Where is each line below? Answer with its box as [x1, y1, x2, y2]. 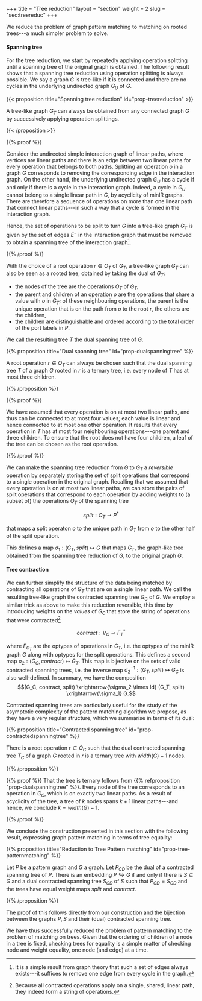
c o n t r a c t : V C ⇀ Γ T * [76, 628, 126, 638]
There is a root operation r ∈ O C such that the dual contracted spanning [6, 744, 185, 753]
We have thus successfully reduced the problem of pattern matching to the [6, 927, 192, 934]
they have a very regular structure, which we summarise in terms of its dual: [6, 715, 195, 722]
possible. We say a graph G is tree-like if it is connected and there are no [6, 76, 187, 83]
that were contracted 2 [6, 615, 61, 624]
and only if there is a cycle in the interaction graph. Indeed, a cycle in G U [6, 183, 186, 192]
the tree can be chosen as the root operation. [6, 440, 118, 448]
